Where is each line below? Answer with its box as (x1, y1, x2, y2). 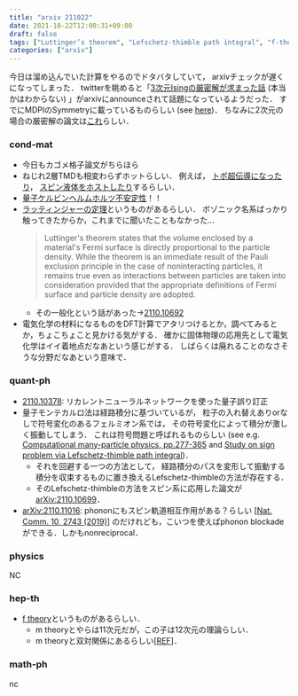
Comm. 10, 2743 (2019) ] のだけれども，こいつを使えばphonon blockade (21, 516, 285, 527)
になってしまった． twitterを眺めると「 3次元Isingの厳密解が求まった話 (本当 (9, 82, 286, 93)
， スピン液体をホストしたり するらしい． (29, 182, 180, 192)
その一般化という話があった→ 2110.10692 (35, 308, 184, 318)
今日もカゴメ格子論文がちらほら (21, 160, 139, 170)
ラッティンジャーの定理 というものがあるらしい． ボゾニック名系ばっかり (21, 204, 288, 215)
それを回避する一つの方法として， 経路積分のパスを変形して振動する (35, 460, 286, 471)
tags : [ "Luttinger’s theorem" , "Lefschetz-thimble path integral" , (9, 37, 264, 47)
